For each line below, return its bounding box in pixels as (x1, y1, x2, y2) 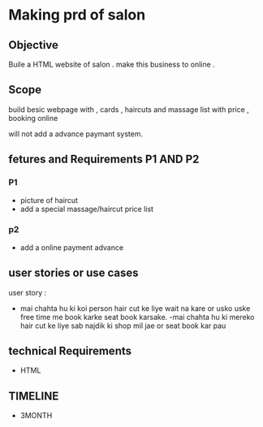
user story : (8, 287, 47, 297)
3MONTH (19, 411, 53, 421)
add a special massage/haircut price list (19, 204, 154, 213)
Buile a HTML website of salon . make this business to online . (8, 59, 215, 69)
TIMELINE (8, 389, 59, 403)
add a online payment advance (19, 242, 124, 252)
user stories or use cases (8, 266, 140, 280)
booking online (8, 113, 58, 123)
